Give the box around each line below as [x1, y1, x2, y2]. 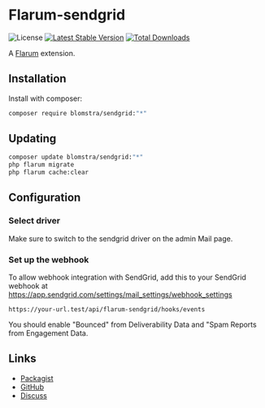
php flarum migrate [8, 161, 75, 169]
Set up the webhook [8, 254, 89, 265]
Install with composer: [8, 93, 83, 103]
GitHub [20, 382, 45, 392]
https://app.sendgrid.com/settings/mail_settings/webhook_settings [8, 290, 233, 300]
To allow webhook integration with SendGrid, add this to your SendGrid [8, 272, 246, 282]
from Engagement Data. [8, 328, 89, 338]
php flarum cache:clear [8, 168, 89, 176]
